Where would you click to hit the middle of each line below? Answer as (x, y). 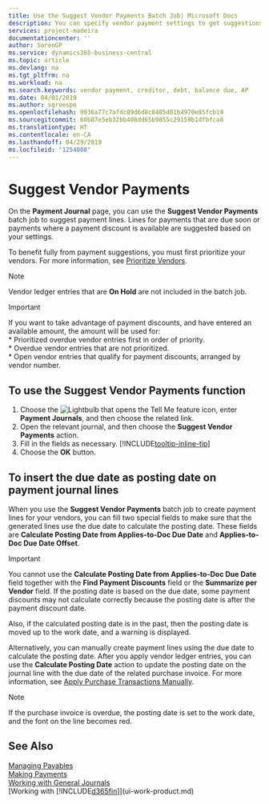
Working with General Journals (59, 782)
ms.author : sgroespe (43, 105)
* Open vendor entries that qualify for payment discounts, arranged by (124, 357)
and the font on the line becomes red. (70, 721)
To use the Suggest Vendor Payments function (127, 390)
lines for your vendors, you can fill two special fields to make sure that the (130, 518)
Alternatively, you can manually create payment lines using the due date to (131, 647)
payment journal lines (64, 490)
